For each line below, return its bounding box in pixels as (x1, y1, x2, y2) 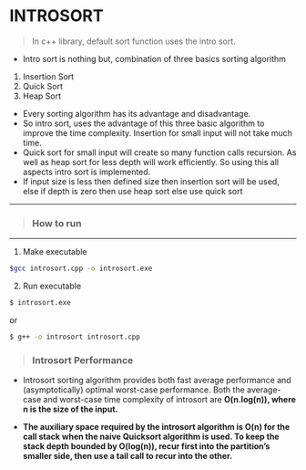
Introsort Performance (31, 353, 134, 366)
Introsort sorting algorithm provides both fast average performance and (22, 375, 291, 386)
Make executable (22, 246, 88, 257)
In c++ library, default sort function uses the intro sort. (31, 36, 237, 47)
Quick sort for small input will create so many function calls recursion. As (22, 147, 297, 158)
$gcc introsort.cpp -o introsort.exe (9, 264, 153, 274)
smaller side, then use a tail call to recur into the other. (22, 451, 233, 462)
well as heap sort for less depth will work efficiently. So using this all (22, 156, 280, 167)
